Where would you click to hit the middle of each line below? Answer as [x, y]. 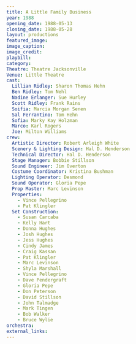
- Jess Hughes [35, 240]
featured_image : [27, 40]
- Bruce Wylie [35, 320]
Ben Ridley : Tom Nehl [40, 92]
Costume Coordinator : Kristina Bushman [63, 172]
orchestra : [20, 326]
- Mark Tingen [35, 308]
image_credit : [25, 52]
